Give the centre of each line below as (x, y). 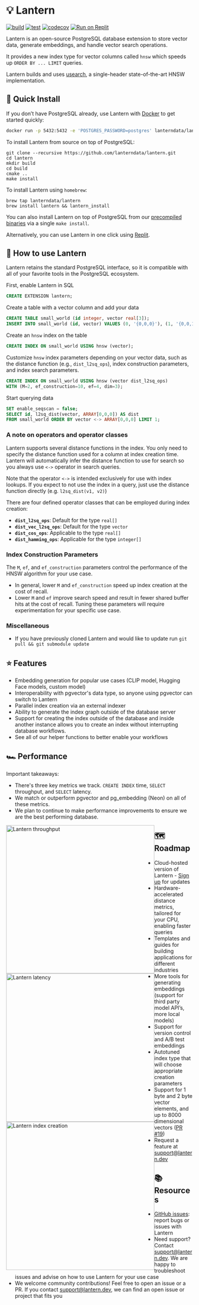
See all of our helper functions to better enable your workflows (91, 737)
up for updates (172, 881)
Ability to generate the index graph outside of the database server (95, 712)
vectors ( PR (168, 1127)
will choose (168, 1064)
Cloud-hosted (171, 862)
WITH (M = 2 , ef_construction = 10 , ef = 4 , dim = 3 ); (65, 386)
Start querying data (30, 397)
